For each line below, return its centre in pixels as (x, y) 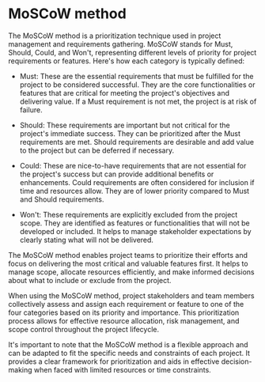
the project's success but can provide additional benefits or (117, 174)
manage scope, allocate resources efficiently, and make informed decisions (131, 272)
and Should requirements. (62, 199)
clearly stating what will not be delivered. (87, 240)
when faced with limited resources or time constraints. (122, 369)
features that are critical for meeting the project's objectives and (125, 93)
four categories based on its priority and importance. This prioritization (124, 312)
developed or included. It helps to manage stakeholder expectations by (135, 231)
